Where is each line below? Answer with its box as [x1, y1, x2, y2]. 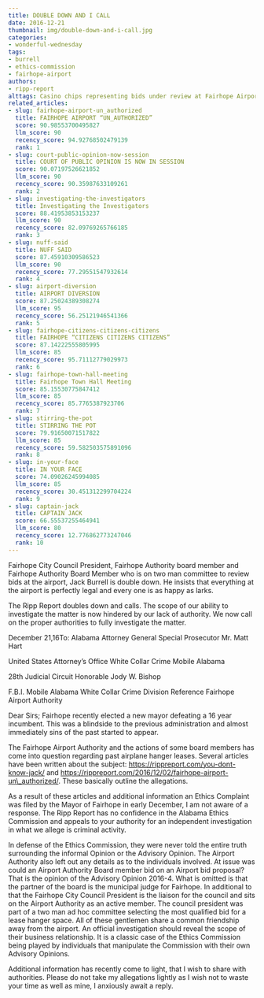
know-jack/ [8, 767, 45, 777]
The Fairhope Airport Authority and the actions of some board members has [8, 742, 255, 752]
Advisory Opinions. [8, 948, 71, 958]
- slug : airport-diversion [8, 283, 97, 291]
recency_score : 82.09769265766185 [15, 224, 128, 232]
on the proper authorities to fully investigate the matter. [8, 618, 187, 627]
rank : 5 [15, 319, 41, 327]
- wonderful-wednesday [8, 41, 82, 49]
